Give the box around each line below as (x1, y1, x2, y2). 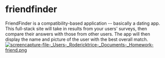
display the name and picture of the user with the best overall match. (5, 36, 148, 42)
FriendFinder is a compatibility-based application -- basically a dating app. (5, 20, 160, 26)
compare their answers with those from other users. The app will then (5, 31, 150, 37)
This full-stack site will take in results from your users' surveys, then (5, 25, 147, 31)
